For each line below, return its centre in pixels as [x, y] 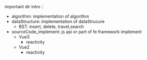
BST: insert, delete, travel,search [51, 27]
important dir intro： [25, 7]
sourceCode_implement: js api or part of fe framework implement [77, 32]
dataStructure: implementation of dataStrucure [58, 21]
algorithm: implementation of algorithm [50, 16]
